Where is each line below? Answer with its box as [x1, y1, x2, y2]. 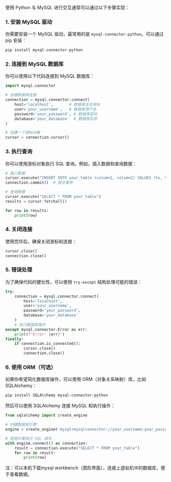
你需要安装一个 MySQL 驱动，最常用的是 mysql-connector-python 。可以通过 [5, 31, 164, 37]
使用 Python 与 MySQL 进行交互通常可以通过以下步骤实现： [5, 5, 130, 10]
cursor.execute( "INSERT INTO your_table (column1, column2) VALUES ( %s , [5, 175, 163, 181]
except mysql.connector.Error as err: [5, 327, 88, 332]
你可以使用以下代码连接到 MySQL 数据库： [5, 73, 95, 79]
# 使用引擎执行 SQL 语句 [5, 436, 52, 441]
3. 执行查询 [5, 148, 33, 155]
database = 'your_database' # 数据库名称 [14, 116, 98, 121]
